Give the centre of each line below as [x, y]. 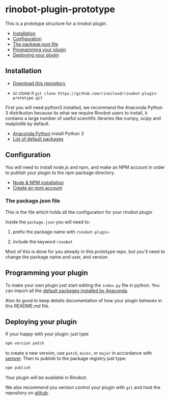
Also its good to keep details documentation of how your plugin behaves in [83, 300]
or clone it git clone [34, 93]
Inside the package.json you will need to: [48, 222]
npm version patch [25, 343]
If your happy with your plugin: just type [47, 334]
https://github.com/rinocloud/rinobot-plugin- [108, 93]
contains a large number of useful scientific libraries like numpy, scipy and [83, 118]
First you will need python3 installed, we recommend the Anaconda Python [84, 107]
